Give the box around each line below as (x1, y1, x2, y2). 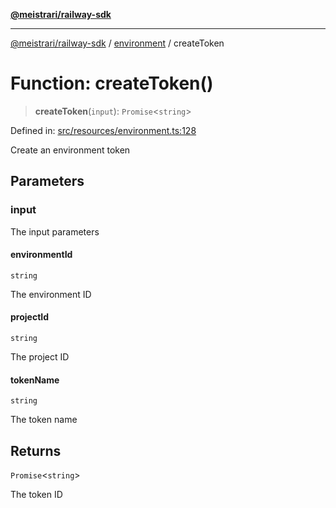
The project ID (10, 351, 70, 363)
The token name (10, 414, 78, 426)
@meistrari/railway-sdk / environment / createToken (10, 37, 225, 49)
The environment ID (10, 288, 92, 300)
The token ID (10, 489, 63, 501)
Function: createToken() (10, 72, 214, 95)
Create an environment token (10, 144, 131, 156)
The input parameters (10, 225, 100, 238)
